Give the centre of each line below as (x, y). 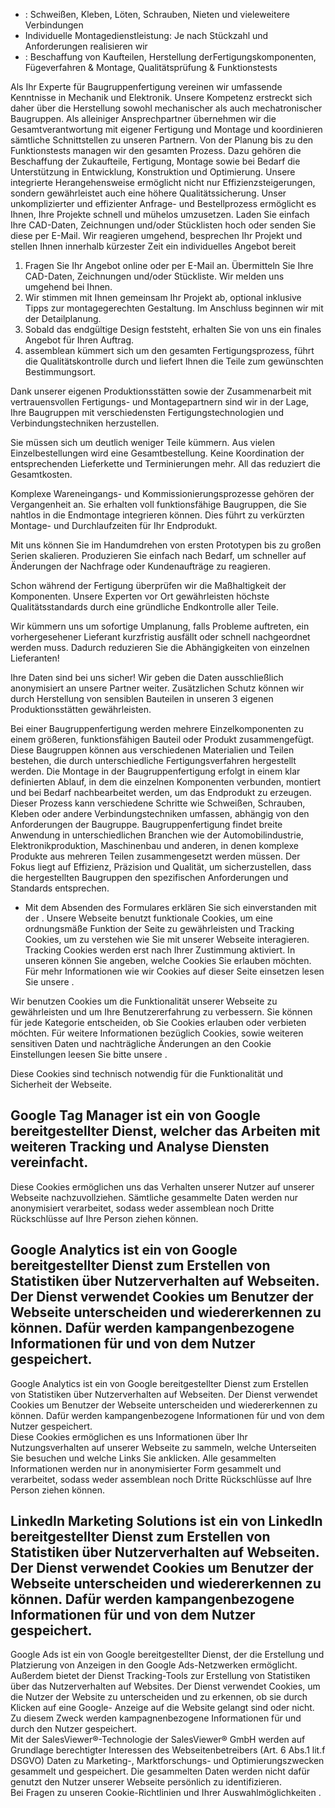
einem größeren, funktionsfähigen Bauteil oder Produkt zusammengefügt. (162, 739)
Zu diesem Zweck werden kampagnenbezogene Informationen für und (156, 1718)
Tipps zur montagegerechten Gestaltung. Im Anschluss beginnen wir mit (174, 308)
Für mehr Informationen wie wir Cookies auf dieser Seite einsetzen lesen (174, 971)
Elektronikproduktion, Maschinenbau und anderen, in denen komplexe (154, 845)
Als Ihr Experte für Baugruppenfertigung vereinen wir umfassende (146, 87)
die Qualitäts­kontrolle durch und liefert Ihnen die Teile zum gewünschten (174, 361)
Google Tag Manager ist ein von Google (135, 1115)
